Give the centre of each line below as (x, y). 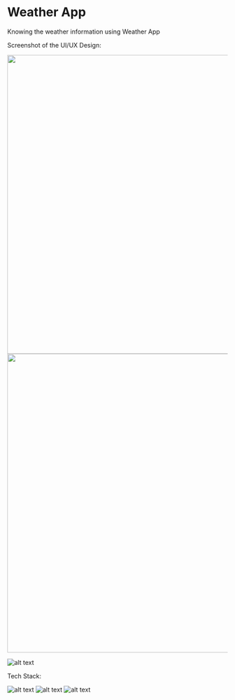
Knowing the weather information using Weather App (84, 31)
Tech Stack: (24, 675)
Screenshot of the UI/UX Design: (54, 45)
